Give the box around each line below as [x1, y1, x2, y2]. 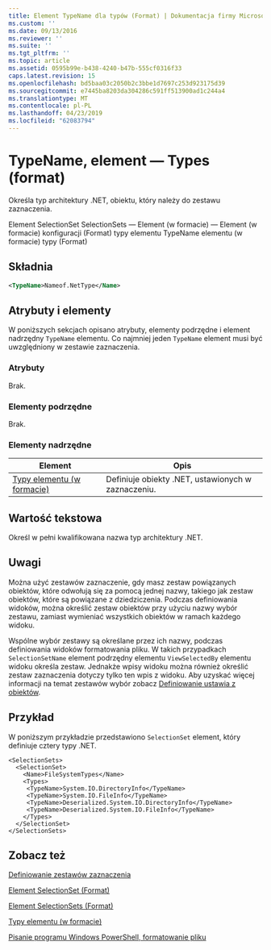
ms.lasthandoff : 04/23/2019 [8, 110, 103, 118]
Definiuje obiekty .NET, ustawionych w [106, 473, 252, 485]
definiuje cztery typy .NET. [8, 740, 97, 750]
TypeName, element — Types [8, 152, 211, 170]
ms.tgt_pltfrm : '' [8, 49, 70, 57]
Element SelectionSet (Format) [8, 885, 110, 895]
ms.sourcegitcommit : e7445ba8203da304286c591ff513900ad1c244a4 [8, 86, 226, 95]
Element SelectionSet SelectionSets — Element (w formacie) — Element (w [8, 219, 257, 229]
